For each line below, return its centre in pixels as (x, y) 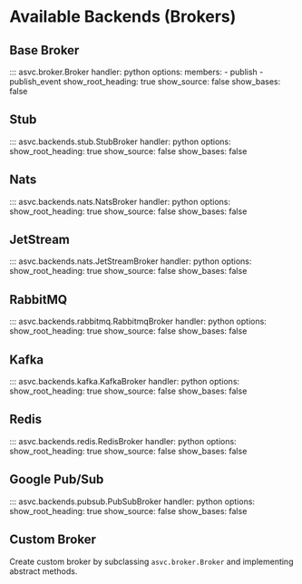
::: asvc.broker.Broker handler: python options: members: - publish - (136, 72)
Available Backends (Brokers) (123, 17)
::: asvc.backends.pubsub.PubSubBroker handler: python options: (132, 501)
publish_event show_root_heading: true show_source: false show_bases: (145, 82)
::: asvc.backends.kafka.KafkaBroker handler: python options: (125, 382)
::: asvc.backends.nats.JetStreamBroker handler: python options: (131, 261)
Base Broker (44, 50)
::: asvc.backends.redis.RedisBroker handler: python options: (123, 441)
